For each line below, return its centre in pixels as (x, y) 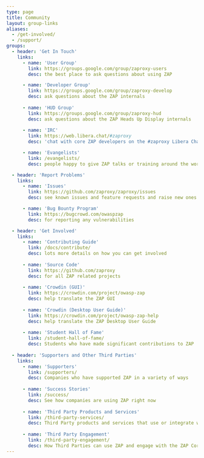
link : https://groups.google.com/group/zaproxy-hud (95, 113)
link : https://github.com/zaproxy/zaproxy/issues (92, 192)
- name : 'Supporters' (50, 366)
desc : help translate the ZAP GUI (72, 299)
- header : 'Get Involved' (45, 231)
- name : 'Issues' (44, 186)
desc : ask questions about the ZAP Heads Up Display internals (110, 119)
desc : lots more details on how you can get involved (97, 254)
